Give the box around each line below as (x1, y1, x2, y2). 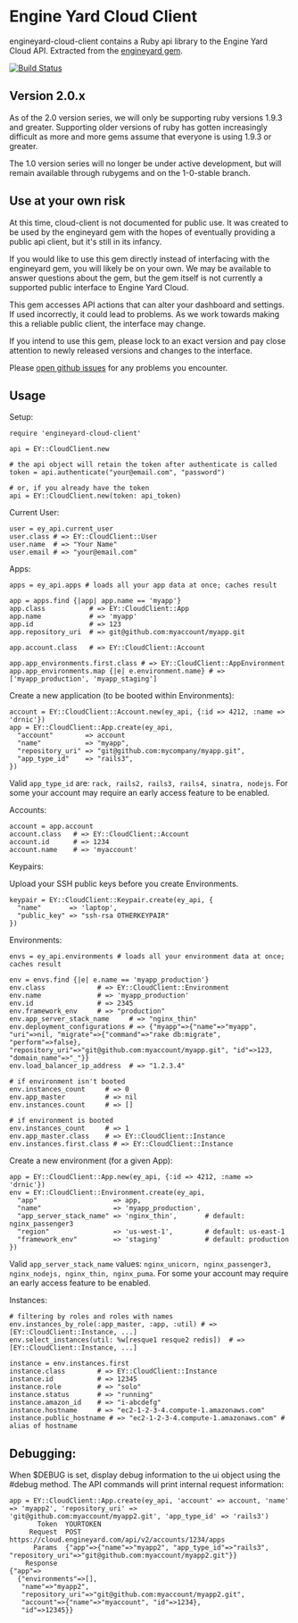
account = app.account (9, 822, 94, 832)
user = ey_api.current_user (9, 524, 114, 533)
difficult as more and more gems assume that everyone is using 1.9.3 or (9, 131, 272, 142)
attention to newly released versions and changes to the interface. (9, 345, 252, 356)
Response (25, 1559, 58, 1569)
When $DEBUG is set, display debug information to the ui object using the (9, 1469, 281, 1480)
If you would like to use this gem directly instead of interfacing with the (9, 253, 270, 264)
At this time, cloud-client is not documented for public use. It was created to (9, 217, 289, 228)
